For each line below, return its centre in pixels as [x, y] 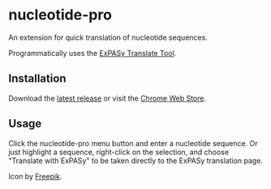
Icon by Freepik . [35, 176]
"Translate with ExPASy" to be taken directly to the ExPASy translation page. [136, 161]
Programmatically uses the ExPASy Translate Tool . [92, 53]
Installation [37, 79]
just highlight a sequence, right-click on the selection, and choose [119, 152]
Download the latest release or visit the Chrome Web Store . [108, 98]
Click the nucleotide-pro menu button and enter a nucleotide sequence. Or [133, 143]
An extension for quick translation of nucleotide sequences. [108, 37]
